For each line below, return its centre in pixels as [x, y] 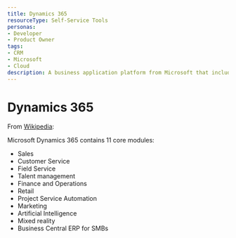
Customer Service [44, 161]
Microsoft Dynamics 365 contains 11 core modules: [81, 140]
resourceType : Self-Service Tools [58, 20]
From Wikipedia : [31, 126]
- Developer [25, 33]
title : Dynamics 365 [38, 14]
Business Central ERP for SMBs [63, 228]
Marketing [32, 206]
